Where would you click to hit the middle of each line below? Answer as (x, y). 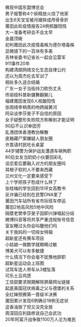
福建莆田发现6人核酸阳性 (30, 101)
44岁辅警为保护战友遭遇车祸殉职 (38, 151)
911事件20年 (18, 63)
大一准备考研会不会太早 (29, 32)
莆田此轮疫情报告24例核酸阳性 (36, 26)
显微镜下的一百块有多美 (29, 51)
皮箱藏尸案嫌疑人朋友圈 (29, 138)
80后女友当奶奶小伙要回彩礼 (34, 157)
